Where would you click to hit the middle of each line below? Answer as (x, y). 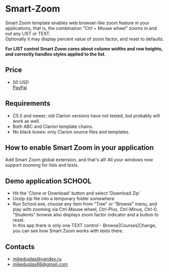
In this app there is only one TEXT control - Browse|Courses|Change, (84, 225)
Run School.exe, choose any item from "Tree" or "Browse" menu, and (85, 204)
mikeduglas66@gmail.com (40, 264)
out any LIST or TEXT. (28, 33)
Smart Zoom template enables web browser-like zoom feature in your (77, 23)
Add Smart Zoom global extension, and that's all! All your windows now (79, 160)
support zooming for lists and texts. (42, 165)
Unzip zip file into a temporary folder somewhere (63, 199)
